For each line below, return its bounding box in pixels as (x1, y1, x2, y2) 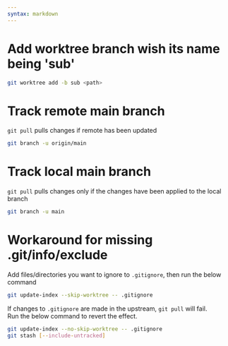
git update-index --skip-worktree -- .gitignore (7, 292, 153, 299)
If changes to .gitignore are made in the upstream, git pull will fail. (7, 304, 208, 313)
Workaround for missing (7, 232, 153, 248)
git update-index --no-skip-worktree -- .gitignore (7, 326, 162, 333)
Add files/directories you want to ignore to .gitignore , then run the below (7, 270, 222, 279)
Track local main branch (7, 164, 152, 180)
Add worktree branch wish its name (7, 40, 220, 56)
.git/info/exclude (7, 247, 108, 263)
